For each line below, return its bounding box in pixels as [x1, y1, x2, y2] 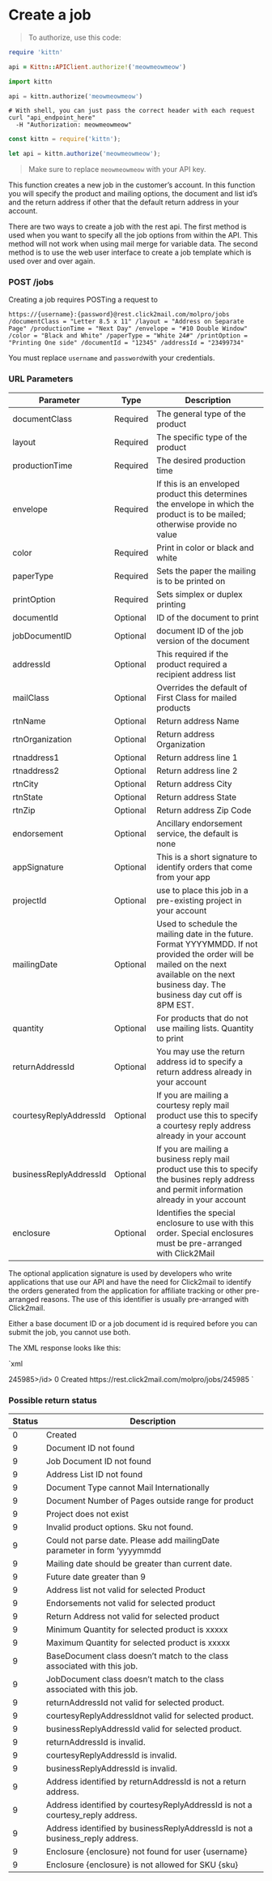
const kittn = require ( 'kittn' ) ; [8, 135, 121, 144]
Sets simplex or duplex [156, 588, 243, 599]
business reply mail [156, 1153, 230, 1165]
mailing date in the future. [156, 928, 253, 939]
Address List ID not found [45, 1469, 143, 1480]
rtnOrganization [12, 733, 73, 745]
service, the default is [156, 827, 239, 839]
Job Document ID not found [45, 1456, 151, 1467]
